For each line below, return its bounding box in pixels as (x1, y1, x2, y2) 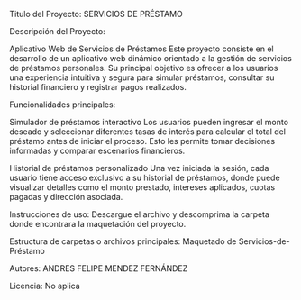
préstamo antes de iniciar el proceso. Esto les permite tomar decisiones (9, 136, 276, 146)
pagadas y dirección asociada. (9, 192, 123, 202)
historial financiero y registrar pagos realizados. (9, 82, 187, 92)
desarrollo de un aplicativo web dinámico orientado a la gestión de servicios (9, 53, 293, 63)
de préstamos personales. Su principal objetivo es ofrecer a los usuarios (9, 63, 278, 73)
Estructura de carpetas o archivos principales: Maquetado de (9, 236, 237, 247)
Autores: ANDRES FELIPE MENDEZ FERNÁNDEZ (9, 263, 188, 274)
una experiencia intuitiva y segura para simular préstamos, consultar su (9, 72, 275, 83)
